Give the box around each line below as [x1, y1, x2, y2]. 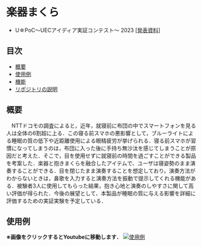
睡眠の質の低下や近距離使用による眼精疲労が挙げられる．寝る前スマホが [11, 137, 191, 144]
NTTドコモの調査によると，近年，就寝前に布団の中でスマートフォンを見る [11, 121, 197, 129]
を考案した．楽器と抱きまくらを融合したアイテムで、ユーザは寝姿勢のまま [6, 159, 191, 167]
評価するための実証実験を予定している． [6, 197, 107, 204]
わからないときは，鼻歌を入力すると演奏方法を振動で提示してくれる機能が [6, 174, 191, 182]
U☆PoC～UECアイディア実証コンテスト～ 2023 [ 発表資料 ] [14, 26, 161, 34]
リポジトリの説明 [14, 85, 58, 93]
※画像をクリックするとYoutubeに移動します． [6, 233, 122, 241]
